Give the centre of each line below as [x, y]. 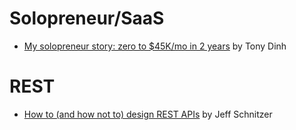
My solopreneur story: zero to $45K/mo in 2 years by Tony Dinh [155, 46]
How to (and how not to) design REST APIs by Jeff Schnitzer [148, 114]
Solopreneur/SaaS [87, 18]
